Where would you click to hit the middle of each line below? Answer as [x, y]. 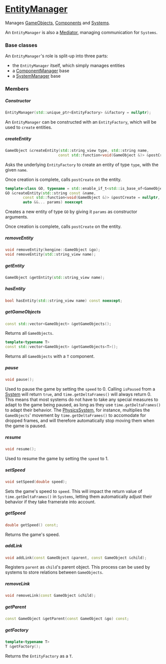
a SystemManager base [36, 76]
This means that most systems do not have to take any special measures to [82, 399]
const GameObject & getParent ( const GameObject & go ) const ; [67, 619]
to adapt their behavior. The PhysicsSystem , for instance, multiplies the [78, 410]
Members [17, 89]
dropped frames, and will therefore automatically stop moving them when [80, 421]
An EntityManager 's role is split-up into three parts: [57, 56]
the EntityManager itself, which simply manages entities [68, 66]
